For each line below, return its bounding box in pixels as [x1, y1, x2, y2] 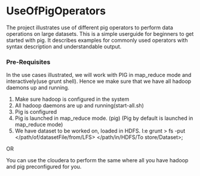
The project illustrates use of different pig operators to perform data [6, 24, 173, 31]
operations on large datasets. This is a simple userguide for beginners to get [6, 30, 194, 37]
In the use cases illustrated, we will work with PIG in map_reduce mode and [6, 72, 192, 79]
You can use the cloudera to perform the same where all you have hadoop [6, 157, 189, 164]
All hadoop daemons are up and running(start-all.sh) [14, 102, 144, 109]
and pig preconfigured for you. [6, 163, 82, 171]
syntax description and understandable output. [6, 43, 122, 50]
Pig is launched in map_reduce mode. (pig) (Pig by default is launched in [14, 115, 193, 122]
